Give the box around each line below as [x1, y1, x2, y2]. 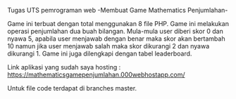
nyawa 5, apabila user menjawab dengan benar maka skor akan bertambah [7, 34, 225, 43]
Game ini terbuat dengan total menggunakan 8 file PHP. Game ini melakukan [7, 20, 229, 27]
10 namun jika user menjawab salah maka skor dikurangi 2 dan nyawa [7, 42, 210, 50]
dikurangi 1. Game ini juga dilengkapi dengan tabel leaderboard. [7, 49, 192, 58]
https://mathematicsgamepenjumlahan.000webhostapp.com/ [7, 70, 185, 79]
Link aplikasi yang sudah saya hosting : [7, 63, 121, 71]
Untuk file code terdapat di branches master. [7, 84, 137, 92]
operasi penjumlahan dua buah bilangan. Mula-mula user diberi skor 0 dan [7, 27, 223, 35]
